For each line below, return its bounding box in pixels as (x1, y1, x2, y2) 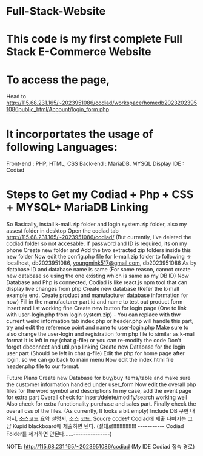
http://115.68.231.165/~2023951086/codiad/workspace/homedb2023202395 (6, 99, 197, 107)
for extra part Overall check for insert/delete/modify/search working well (6, 393, 188, 401)
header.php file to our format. (6, 362, 80, 370)
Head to (6, 93, 26, 100)
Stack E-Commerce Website (6, 45, 151, 59)
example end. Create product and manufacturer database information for (6, 291, 188, 299)
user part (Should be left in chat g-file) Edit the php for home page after (6, 350, 185, 357)
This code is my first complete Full (6, 32, 183, 46)
